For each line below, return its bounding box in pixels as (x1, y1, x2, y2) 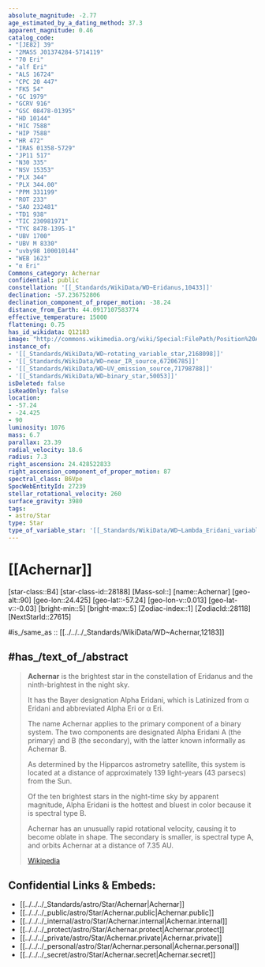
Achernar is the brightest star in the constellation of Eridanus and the (27, 671, 254, 681)
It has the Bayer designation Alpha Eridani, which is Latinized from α (27, 695, 250, 704)
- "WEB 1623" (8, 254, 51, 262)
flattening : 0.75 (8, 320, 65, 328)
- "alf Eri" (8, 63, 47, 71)
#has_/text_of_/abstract (8, 650, 129, 664)
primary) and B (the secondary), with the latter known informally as (27, 735, 246, 745)
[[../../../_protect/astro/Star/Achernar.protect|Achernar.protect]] (19, 925, 225, 935)
